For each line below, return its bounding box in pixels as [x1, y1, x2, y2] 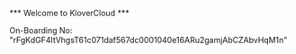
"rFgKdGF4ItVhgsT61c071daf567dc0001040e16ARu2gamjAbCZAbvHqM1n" [9, 35, 288, 45]
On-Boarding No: [9, 25, 73, 35]
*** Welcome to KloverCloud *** [9, 8, 130, 18]
